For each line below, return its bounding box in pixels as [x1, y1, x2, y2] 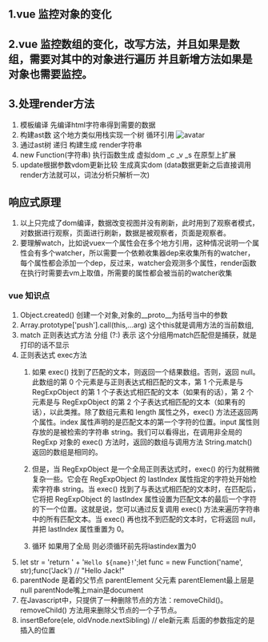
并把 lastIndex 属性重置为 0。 [31, 524, 129, 534]
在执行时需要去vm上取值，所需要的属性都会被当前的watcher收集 [19, 268, 233, 278]
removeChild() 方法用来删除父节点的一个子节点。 [19, 605, 182, 615]
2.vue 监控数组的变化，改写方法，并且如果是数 [8, 37, 240, 50]
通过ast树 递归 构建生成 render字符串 [19, 139, 142, 150]
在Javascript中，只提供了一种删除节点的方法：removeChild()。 [19, 595, 228, 604]
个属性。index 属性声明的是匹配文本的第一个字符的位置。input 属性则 [31, 417, 260, 427]
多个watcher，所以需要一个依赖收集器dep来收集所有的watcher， [41, 248, 255, 258]
